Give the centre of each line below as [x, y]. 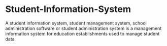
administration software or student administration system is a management [83, 28]
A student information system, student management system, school [76, 23]
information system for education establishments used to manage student [82, 33]
